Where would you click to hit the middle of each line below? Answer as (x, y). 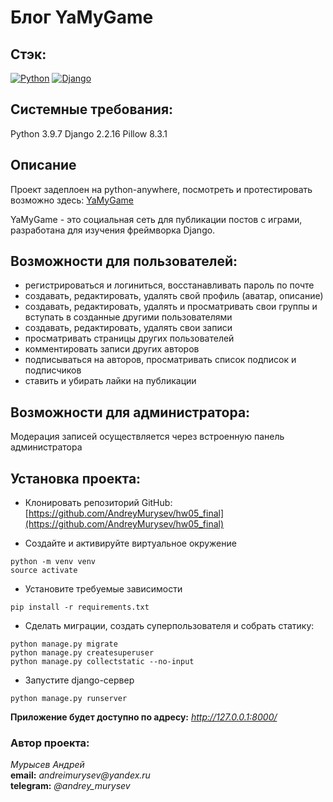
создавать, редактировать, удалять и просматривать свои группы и (171, 307)
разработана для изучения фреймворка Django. (113, 230)
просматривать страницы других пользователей (129, 338)
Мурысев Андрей (47, 765)
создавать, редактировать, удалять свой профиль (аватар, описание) (174, 296)
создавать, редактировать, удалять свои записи (128, 328)
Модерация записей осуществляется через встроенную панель (147, 437)
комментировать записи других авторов (112, 349)
